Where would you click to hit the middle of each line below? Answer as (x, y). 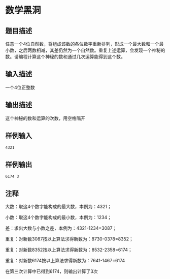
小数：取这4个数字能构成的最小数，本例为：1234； (58, 218)
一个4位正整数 (20, 87)
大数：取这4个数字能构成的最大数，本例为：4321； (58, 207)
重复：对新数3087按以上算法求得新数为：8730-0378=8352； (69, 239)
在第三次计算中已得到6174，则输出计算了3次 (52, 271)
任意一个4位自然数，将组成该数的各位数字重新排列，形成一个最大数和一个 (82, 44)
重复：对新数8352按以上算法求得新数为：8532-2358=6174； (69, 250)
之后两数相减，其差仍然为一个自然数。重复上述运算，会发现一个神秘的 (92, 50)
